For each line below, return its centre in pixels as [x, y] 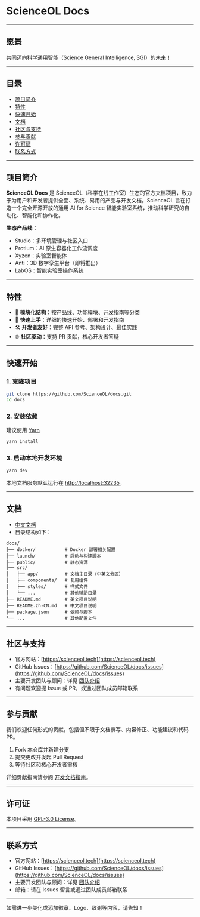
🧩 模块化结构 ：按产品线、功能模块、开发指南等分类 [77, 312]
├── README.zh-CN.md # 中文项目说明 [51, 605]
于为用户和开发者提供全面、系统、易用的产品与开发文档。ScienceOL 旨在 [96, 201]
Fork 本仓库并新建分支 [42, 750]
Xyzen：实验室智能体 [41, 256]
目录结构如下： [33, 532]
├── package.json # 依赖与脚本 [49, 612]
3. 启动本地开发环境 [34, 458]
